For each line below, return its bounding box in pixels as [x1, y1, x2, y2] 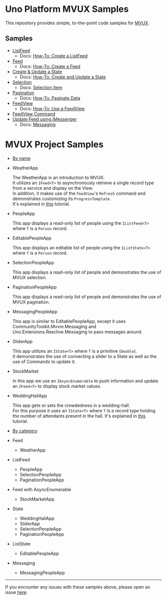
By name [12, 155, 31, 161]
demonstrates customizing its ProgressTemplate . [12, 195, 111, 202]
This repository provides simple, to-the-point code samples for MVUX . [5, 20, 150, 26]
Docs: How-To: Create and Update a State [19, 74, 106, 80]
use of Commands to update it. [12, 359, 76, 365]
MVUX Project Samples [5, 139, 104, 150]
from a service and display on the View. [12, 185, 93, 191]
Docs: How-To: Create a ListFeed [19, 53, 88, 59]
